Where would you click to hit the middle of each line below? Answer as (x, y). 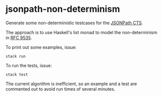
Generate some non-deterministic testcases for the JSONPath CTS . (74, 23)
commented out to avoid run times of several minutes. (61, 89)
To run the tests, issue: (29, 65)
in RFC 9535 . (19, 38)
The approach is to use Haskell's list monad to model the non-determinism (81, 32)
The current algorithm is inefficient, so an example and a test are (71, 84)
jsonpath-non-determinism (63, 9)
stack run (16, 56)
